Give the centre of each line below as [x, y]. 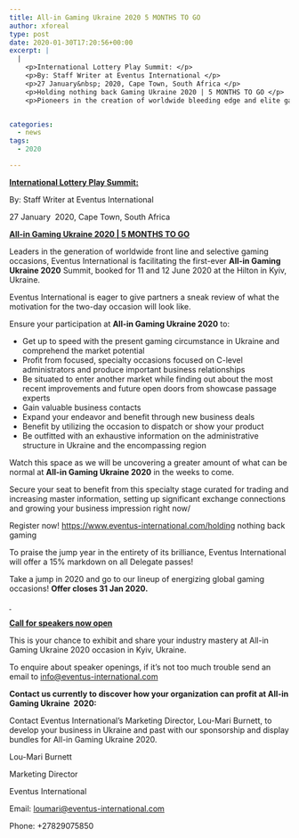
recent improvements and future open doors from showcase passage [149, 388]
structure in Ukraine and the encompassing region [114, 445]
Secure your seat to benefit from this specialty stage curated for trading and [149, 489]
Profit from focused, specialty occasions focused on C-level [132, 360]
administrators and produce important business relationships [133, 369]
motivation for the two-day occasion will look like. [100, 306]
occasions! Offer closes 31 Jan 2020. [79, 588]
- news [29, 133]
